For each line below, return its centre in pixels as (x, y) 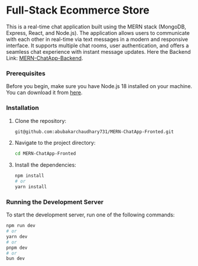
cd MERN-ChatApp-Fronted (45, 154)
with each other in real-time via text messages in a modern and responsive (97, 39)
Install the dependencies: (46, 165)
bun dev (16, 259)
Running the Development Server (55, 202)
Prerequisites (26, 73)
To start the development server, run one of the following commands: (90, 215)
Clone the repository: (40, 121)
